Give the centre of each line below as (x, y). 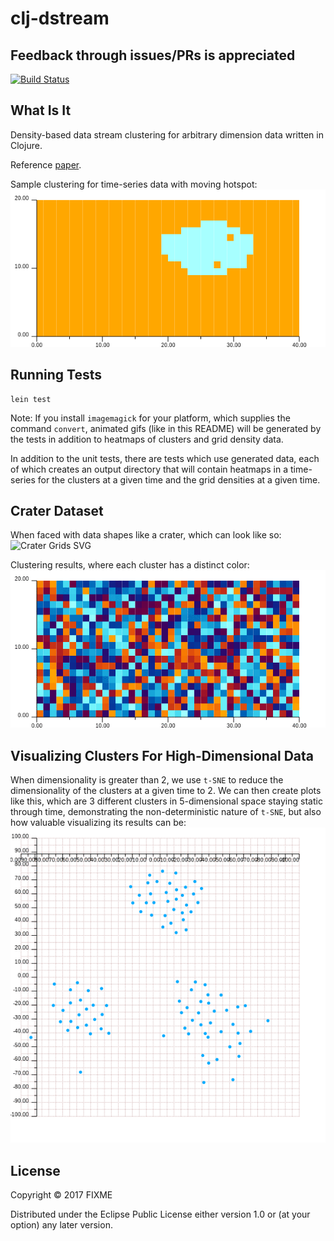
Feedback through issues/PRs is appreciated (153, 55)
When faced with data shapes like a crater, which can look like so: (146, 535)
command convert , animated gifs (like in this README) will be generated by (166, 428)
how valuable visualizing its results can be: (98, 823)
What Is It (41, 110)
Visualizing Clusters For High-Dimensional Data (162, 755)
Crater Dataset (57, 511)
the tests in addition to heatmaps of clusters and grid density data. (147, 439)
